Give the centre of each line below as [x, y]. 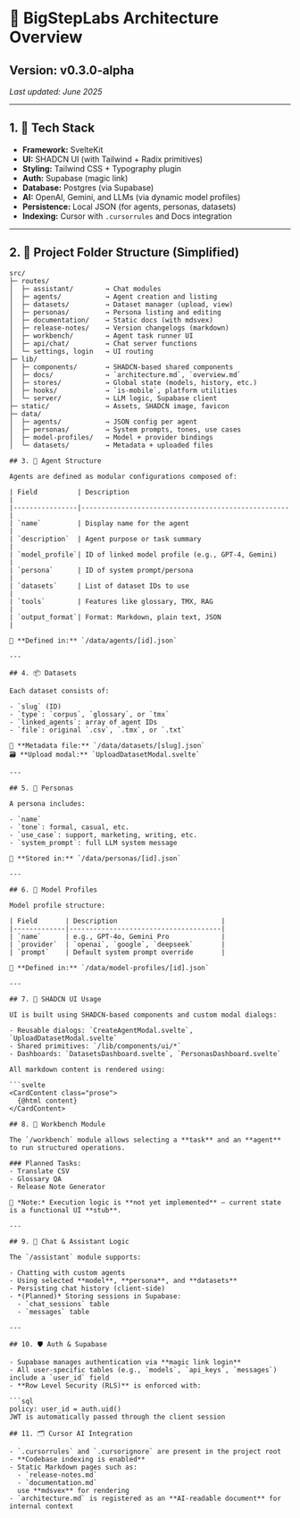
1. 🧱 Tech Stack [52, 128]
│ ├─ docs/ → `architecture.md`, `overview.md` [125, 374]
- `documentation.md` [58, 1482]
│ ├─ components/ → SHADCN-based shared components [121, 367]
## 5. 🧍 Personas [42, 788]
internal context [42, 1506]
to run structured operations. [67, 1147]
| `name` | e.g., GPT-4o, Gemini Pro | [117, 936]
